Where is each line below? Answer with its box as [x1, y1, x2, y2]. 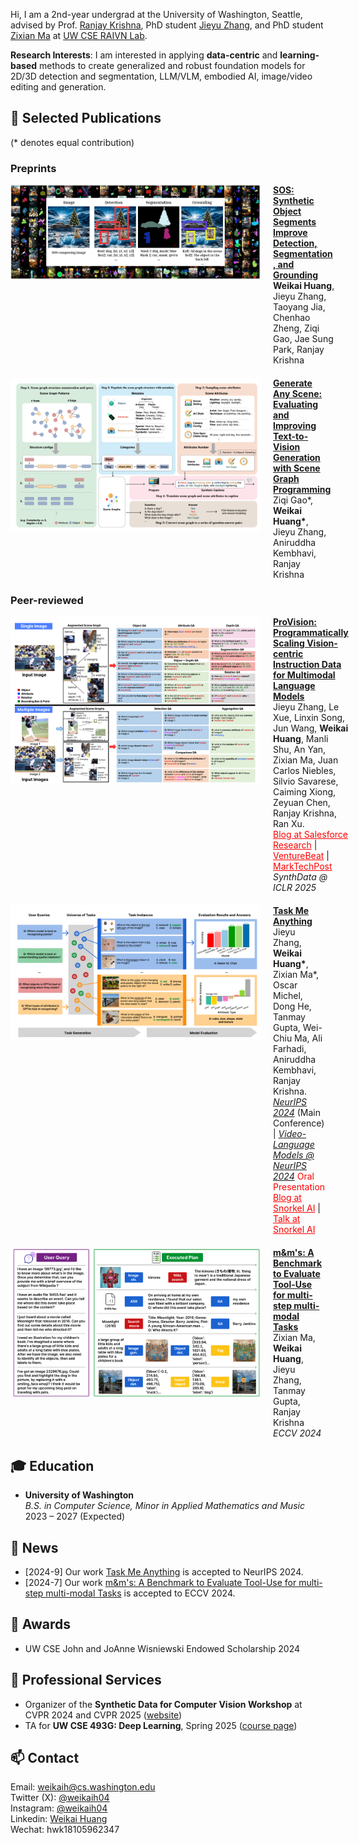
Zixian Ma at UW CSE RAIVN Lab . [10, 30, 148, 41]
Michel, [273, 990, 303, 1002]
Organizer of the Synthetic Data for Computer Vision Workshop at [24, 1698, 303, 1710]
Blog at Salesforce [273, 829, 348, 841]
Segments [273, 216, 317, 228]
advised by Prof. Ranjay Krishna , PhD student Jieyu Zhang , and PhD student [10, 19, 324, 31]
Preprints [10, 161, 57, 175]
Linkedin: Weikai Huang [10, 1813, 108, 1825]
